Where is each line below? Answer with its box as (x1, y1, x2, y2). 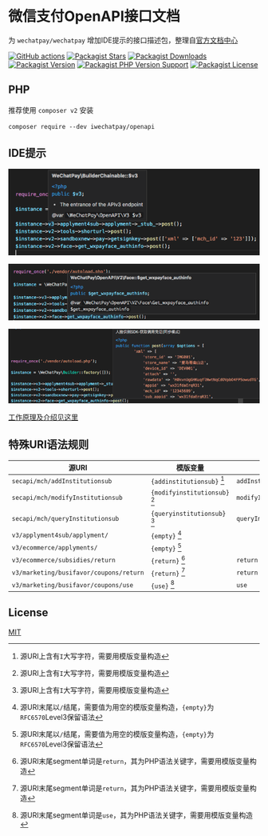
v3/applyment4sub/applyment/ (11, 531, 109, 540)
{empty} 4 (150, 530, 182, 540)
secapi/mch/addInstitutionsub (11, 477, 112, 485)
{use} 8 (150, 579, 175, 590)
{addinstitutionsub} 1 (150, 475, 225, 486)
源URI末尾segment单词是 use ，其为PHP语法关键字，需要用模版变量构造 (19, 810, 254, 820)
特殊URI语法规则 (8, 438, 89, 452)
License (8, 606, 49, 620)
